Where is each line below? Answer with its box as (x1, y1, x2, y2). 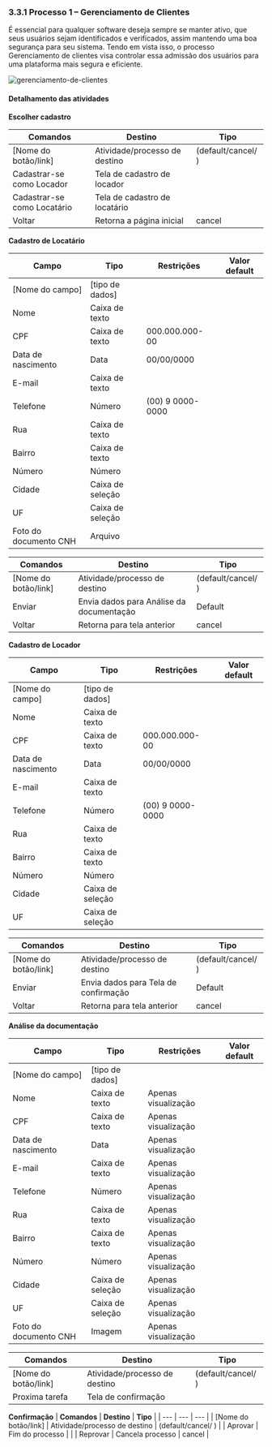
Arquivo (90, 530, 120, 541)
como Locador (12, 178, 68, 189)
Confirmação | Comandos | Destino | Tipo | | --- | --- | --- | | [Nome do (8, 1411, 249, 1422)
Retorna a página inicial (95, 214, 184, 226)
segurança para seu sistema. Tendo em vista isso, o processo (8, 42, 215, 52)
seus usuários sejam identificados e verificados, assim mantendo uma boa (8, 33, 257, 43)
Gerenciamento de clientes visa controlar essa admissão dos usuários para (8, 51, 259, 61)
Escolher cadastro (8, 112, 71, 122)
